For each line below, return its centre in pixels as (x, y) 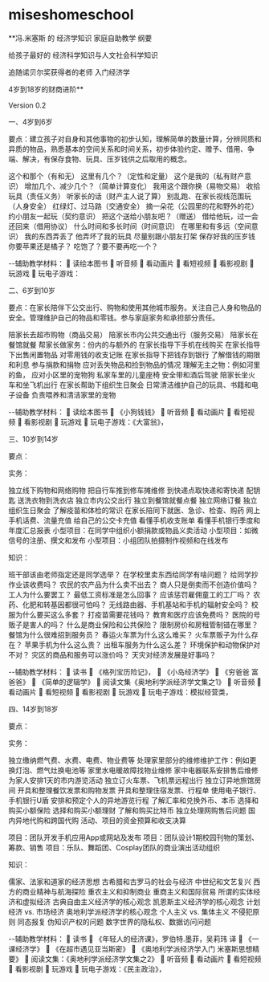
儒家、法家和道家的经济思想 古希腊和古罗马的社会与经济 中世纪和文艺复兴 (130, 882)
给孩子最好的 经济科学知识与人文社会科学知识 (83, 55)
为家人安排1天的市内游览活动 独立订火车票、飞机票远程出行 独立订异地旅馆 (131, 780)
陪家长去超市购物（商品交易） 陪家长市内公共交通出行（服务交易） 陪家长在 (133, 334)
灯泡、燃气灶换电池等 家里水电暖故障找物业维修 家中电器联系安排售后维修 (137, 770)
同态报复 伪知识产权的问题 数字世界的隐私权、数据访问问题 (114, 922)
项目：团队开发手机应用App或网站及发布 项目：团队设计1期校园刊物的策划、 (134, 837)
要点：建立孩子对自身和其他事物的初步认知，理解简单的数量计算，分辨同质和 (135, 139)
